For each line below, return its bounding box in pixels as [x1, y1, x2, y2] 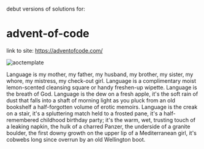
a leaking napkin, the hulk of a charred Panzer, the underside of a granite [6, 123, 191, 130]
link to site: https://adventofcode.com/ [6, 47, 103, 54]
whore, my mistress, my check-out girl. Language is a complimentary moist [6, 77, 197, 85]
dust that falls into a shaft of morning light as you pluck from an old [6, 96, 176, 104]
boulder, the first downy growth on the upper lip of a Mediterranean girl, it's [6, 129, 197, 137]
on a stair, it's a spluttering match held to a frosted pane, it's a [6, 110, 162, 117]
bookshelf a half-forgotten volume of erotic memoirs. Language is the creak [6, 103, 198, 110]
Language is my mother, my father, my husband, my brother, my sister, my [6, 71, 194, 78]
